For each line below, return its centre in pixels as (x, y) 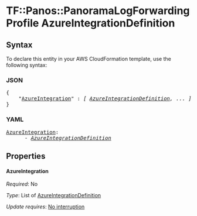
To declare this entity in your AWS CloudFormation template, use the (89, 59)
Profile (23, 23)
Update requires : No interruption (45, 207)
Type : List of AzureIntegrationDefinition (54, 196)
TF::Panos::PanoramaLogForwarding (98, 11)
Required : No (22, 184)
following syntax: (27, 65)
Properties (26, 156)
